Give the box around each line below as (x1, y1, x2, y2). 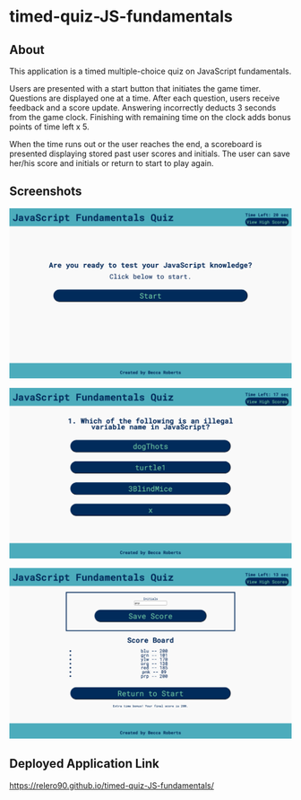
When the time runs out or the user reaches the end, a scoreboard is (9, 139, 262, 149)
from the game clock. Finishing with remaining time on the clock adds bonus (9, 112, 291, 122)
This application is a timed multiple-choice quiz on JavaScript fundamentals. (9, 66, 292, 76)
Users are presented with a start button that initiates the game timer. (9, 84, 262, 93)
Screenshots (9, 184, 82, 199)
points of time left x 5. (9, 121, 90, 132)
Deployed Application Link (9, 756, 159, 771)
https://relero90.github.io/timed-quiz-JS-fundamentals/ (9, 779, 215, 791)
